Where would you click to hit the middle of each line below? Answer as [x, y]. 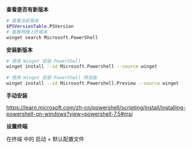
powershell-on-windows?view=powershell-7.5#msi [70, 114]
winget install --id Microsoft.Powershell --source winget [82, 67]
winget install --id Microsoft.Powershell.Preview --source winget [93, 83]
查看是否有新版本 [27, 9]
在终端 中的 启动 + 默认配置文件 [45, 139]
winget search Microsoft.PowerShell [52, 37]
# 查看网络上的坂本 [27, 32]
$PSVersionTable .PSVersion [40, 26]
